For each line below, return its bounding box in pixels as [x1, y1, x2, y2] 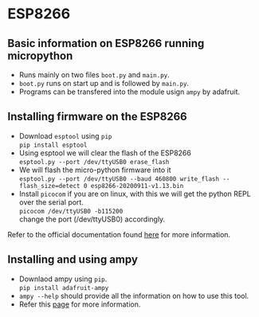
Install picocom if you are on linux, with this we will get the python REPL [18, 189, 252, 198]
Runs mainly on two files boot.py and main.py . [18, 70, 171, 80]
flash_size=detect [18, 182, 80, 190]
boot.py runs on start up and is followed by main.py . [18, 79, 189, 88]
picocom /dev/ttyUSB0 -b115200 [18, 207, 124, 215]
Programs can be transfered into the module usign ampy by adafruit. [18, 87, 241, 96]
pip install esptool [18, 141, 88, 149]
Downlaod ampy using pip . [18, 274, 108, 284]
